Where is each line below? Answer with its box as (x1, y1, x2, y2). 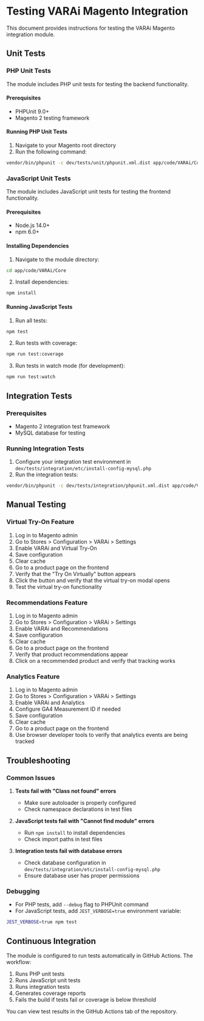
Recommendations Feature (6, 598, 88, 606)
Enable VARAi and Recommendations (15, 625, 109, 633)
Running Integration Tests (6, 444, 84, 453)
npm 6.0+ (15, 228, 39, 236)
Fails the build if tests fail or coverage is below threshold (15, 996, 157, 1003)
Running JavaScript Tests (6, 303, 73, 310)
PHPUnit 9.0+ (15, 107, 50, 115)
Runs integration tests (15, 983, 70, 990)
